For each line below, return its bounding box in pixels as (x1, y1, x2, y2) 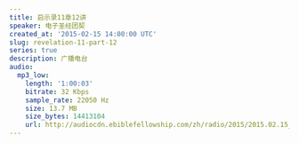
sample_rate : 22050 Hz (25, 95, 109, 105)
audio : (9, 63, 34, 72)
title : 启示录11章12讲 (9, 12, 87, 22)
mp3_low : (17, 71, 50, 80)
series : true (9, 46, 58, 55)
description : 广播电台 (9, 54, 88, 63)
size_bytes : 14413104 (25, 112, 105, 121)
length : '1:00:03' (25, 79, 93, 88)
